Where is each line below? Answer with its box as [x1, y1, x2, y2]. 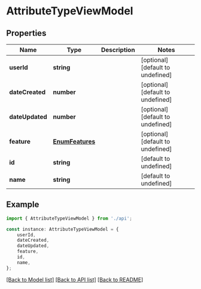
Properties [6, 28, 47, 38]
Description [100, 46, 136, 54]
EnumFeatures [53, 138, 96, 145]
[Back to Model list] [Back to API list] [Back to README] [6, 276, 144, 283]
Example [6, 199, 39, 210]
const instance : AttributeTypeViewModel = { [6, 226, 119, 232]
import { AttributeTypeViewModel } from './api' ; [6, 215, 133, 221]
